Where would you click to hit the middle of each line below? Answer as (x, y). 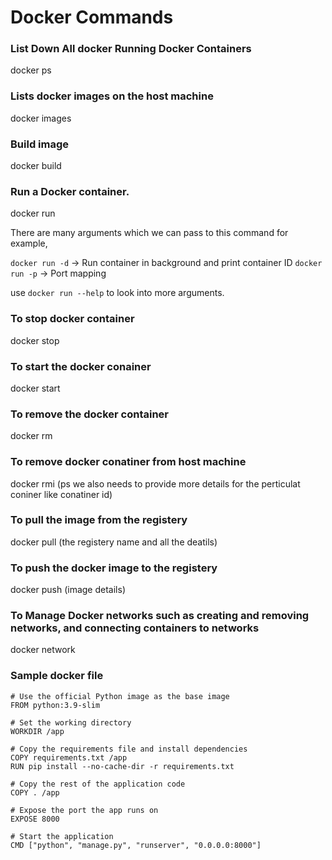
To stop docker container (72, 319)
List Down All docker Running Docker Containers (131, 49)
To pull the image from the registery (99, 520)
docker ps (31, 70)
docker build (36, 166)
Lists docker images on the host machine (112, 96)
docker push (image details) (68, 590)
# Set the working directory (71, 722)
